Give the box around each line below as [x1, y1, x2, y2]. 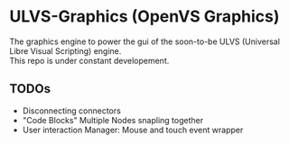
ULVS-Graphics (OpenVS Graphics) [9, 6, 280, 27]
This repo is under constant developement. [9, 55, 170, 66]
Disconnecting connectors [22, 105, 122, 116]
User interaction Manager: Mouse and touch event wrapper [22, 124, 244, 135]
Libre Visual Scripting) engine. [9, 45, 122, 56]
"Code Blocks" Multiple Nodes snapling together [22, 114, 204, 125]
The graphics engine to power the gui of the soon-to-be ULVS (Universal [9, 36, 280, 47]
